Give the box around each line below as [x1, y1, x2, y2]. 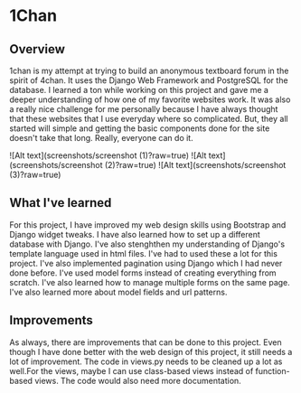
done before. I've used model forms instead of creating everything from [9, 267, 277, 278]
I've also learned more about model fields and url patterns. [9, 286, 228, 297]
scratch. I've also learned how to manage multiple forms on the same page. [9, 276, 291, 287]
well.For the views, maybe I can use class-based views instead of [9, 365, 254, 376]
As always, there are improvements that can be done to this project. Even [9, 336, 282, 348]
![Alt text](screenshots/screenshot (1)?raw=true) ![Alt [9, 150, 207, 161]
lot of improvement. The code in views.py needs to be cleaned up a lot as [9, 356, 283, 367]
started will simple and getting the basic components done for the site [9, 123, 270, 134]
